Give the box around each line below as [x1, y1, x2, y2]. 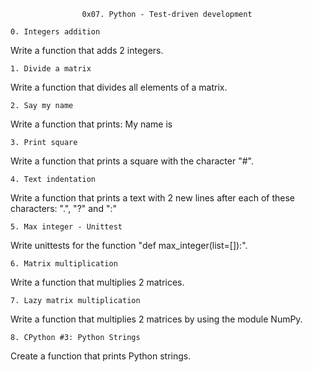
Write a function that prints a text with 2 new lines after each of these [10, 192, 296, 204]
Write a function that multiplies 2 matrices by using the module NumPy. [10, 313, 303, 325]
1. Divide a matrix [10, 64, 92, 74]
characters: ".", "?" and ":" [10, 203, 117, 214]
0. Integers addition [10, 27, 101, 37]
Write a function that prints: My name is [10, 118, 173, 130]
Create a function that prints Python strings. [10, 350, 192, 362]
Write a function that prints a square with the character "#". [10, 155, 254, 167]
